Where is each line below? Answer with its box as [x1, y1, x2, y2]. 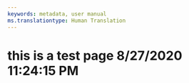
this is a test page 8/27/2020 [7, 48, 183, 64]
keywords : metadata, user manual [7, 10, 107, 18]
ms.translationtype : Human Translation [7, 17, 126, 24]
